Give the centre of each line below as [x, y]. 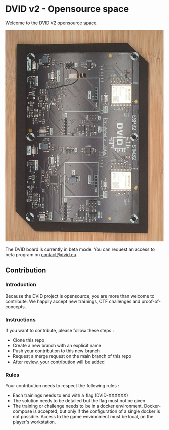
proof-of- [151, 301]
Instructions [21, 319]
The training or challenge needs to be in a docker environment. [78, 406]
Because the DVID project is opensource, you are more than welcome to [80, 296]
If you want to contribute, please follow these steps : [60, 330]
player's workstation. [34, 422]
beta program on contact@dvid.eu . [41, 254]
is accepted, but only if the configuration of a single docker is [97, 411]
